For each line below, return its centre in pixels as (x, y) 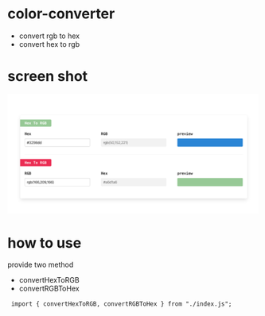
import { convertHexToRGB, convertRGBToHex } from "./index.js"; (121, 304)
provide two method (41, 265)
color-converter (61, 14)
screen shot (48, 77)
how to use (45, 243)
